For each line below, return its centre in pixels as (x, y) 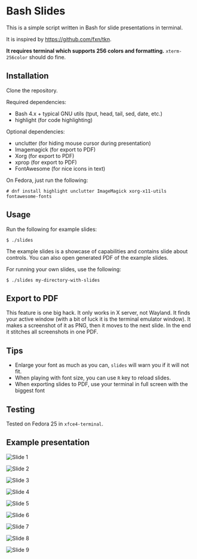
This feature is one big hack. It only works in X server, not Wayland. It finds (98, 313)
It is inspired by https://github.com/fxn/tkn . (59, 39)
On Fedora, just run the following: (47, 180)
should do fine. (47, 57)
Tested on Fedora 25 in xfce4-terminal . (55, 424)
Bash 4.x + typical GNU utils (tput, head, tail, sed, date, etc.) (89, 113)
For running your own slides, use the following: (64, 269)
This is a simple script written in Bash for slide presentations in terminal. (95, 28)
